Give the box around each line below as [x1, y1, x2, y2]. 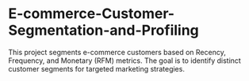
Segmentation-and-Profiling [8, 21, 200, 39]
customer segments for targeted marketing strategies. [8, 64, 185, 73]
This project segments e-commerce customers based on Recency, [8, 47, 226, 57]
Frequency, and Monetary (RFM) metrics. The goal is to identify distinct [8, 56, 242, 65]
